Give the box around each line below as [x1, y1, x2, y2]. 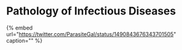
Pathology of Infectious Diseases [6, 4, 177, 18]
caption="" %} [6, 37, 43, 44]
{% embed [6, 24, 33, 31]
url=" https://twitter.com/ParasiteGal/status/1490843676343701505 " [6, 30, 177, 37]
